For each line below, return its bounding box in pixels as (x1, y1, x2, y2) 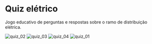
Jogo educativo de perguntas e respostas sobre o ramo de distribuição (5, 19, 148, 25)
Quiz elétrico (5, 3, 58, 14)
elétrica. (5, 24, 22, 30)
